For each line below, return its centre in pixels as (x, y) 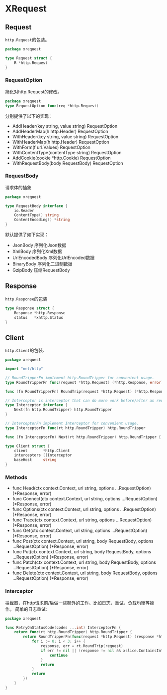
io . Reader (24, 211)
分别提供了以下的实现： (29, 116)
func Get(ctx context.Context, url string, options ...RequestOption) (80, 531)
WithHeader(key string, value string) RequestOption (65, 136)
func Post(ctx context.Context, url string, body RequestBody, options (83, 541)
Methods (16, 477)
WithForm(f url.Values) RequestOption (51, 147)
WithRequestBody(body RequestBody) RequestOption (68, 163)
